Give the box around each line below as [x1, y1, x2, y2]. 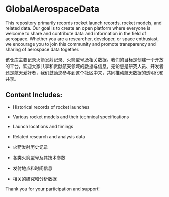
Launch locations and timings [12, 123, 74, 129]
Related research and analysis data [12, 133, 86, 139]
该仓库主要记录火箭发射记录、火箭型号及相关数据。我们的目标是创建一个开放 [5, 56, 164, 63]
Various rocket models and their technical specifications [12, 114, 129, 120]
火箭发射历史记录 [12, 144, 48, 150]
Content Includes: [5, 91, 63, 99]
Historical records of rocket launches [12, 104, 90, 110]
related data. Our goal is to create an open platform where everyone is [5, 25, 151, 31]
